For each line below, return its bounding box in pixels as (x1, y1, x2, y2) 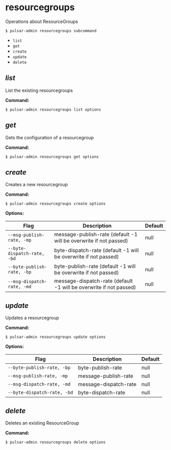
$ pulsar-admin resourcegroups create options (5, 201, 106, 207)
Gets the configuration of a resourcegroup (5, 134, 94, 140)
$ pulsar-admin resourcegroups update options (5, 335, 106, 340)
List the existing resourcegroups (5, 87, 73, 93)
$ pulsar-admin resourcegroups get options (5, 154, 99, 159)
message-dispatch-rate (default (54, 278, 133, 285)
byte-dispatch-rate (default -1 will (54, 247, 139, 254)
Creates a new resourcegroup (5, 182, 68, 188)
